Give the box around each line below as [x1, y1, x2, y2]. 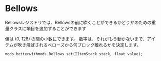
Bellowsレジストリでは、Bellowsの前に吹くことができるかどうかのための [5, 19, 152, 25]
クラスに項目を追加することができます [9, 25, 86, 31]
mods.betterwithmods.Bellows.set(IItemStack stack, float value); [5, 51, 143, 56]
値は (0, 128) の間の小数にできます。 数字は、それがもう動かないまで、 [5, 36, 147, 42]
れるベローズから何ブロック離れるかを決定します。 [39, 42, 141, 47]
